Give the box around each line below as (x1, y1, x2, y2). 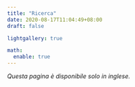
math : (7, 47, 23, 54)
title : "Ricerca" (7, 10, 57, 17)
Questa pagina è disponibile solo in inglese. (7, 72, 131, 80)
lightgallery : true (7, 35, 63, 41)
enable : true (13, 54, 51, 60)
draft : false (7, 22, 45, 29)
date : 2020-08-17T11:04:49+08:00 (7, 16, 103, 23)
